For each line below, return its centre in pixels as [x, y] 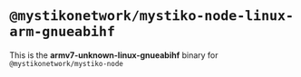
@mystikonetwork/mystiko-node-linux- [152, 16]
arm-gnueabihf [63, 32]
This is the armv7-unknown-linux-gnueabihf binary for [114, 55]
